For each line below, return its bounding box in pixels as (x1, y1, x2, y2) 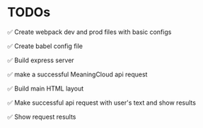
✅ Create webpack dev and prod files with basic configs (7, 28, 172, 36)
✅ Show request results (7, 112, 76, 121)
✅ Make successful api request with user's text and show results (7, 98, 197, 107)
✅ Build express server (7, 56, 74, 64)
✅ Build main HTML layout (7, 84, 84, 93)
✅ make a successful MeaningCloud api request (7, 70, 148, 78)
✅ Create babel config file (7, 42, 83, 50)
